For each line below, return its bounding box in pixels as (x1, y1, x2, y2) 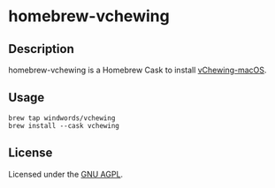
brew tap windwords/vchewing (8, 113, 116, 123)
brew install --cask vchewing (8, 121, 120, 130)
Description (8, 41, 74, 56)
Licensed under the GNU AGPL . (8, 169, 124, 179)
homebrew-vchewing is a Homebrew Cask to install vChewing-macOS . (8, 64, 267, 75)
